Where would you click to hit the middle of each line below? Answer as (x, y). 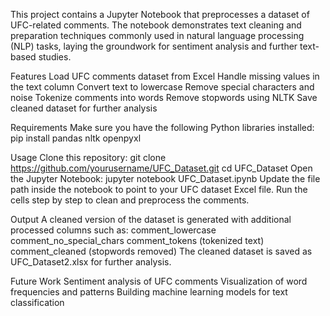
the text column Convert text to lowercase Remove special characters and (162, 87)
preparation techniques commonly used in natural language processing (157, 35)
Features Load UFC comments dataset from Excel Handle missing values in (165, 76)
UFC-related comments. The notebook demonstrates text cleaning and (156, 25)
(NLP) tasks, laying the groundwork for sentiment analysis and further (154, 46)
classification (37, 302)
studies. (55, 57)
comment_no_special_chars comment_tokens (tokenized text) (137, 240)
